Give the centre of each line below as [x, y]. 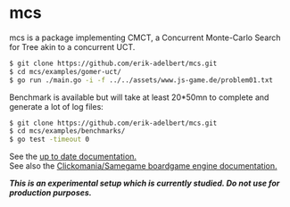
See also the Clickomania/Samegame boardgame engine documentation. [144, 166]
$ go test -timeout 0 [50, 140]
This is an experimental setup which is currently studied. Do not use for [145, 183]
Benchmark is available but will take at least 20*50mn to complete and [139, 97]
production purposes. [50, 193]
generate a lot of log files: [57, 106]
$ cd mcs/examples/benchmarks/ [67, 131]
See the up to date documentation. [73, 157]
